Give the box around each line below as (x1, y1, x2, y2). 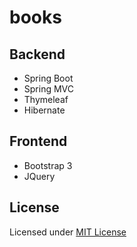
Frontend (9, 133, 68, 150)
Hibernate (23, 104, 66, 116)
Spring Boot (23, 72, 74, 84)
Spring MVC (23, 83, 75, 95)
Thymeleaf (23, 94, 69, 105)
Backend (9, 46, 66, 63)
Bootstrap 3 (23, 159, 73, 171)
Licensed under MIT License (9, 226, 127, 238)
